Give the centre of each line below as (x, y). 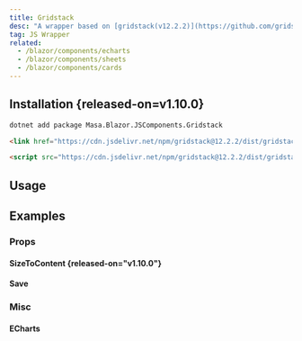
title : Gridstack (42, 18)
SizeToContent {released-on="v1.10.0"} (85, 263)
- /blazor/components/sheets (72, 59)
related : (26, 43)
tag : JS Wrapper (40, 34)
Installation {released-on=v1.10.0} (107, 104)
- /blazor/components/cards (70, 68)
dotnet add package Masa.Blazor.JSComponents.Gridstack (116, 125)
